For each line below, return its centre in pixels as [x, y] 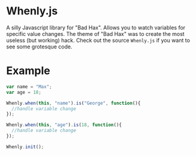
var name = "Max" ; [29, 87]
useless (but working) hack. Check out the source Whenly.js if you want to [98, 40]
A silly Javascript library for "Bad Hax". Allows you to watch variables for [96, 27]
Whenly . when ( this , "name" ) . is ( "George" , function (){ [73, 103]
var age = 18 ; [24, 92]
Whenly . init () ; [25, 147]
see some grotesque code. [39, 47]
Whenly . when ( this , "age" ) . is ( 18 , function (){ [64, 125]
